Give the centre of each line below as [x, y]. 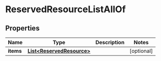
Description [110, 42]
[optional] [141, 51]
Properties [22, 28]
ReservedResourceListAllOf [66, 9]
